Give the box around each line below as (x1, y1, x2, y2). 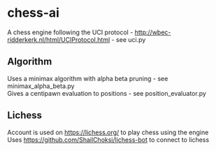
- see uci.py (111, 35, 146, 43)
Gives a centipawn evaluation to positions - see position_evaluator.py (7, 89, 206, 97)
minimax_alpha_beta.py (7, 82, 75, 90)
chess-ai (7, 5, 59, 21)
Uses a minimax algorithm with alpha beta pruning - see (7, 74, 168, 82)
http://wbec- (134, 28, 171, 36)
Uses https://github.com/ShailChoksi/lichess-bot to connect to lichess (7, 135, 210, 144)
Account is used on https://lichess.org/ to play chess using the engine (7, 128, 209, 136)
